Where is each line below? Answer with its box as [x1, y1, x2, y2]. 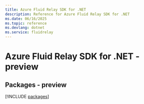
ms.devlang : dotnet [5, 25, 45, 30]
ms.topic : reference [5, 21, 47, 26]
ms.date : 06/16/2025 [5, 16, 47, 21]
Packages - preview [5, 81, 67, 89]
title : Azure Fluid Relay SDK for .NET [5, 7, 86, 12]
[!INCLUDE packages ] [5, 94, 49, 99]
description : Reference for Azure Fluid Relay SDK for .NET [5, 12, 130, 17]
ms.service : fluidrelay [5, 30, 54, 35]
